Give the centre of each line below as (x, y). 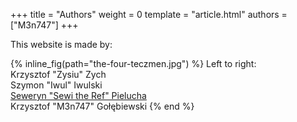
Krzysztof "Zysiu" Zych (58, 74)
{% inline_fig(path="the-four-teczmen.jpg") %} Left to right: (133, 63)
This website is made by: (61, 44)
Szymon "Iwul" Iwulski (56, 85)
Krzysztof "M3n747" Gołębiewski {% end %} (102, 106)
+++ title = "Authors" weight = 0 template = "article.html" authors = (149, 14)
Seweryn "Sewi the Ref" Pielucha (78, 95)
